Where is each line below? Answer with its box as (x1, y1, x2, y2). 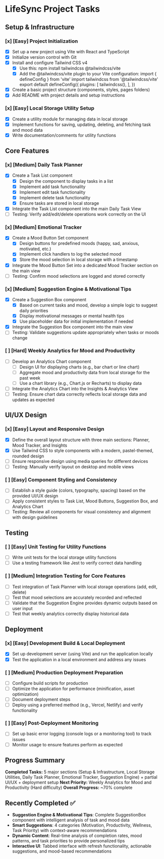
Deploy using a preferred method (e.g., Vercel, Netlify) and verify (12, 702, 143, 708)
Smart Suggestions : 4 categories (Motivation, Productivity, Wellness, (12, 822, 152, 828)
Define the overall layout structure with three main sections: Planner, (12, 437, 150, 443)
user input (12, 605, 33, 611)
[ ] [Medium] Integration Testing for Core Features (5, 573, 126, 579)
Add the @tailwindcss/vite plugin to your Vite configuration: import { (19, 71, 157, 77)
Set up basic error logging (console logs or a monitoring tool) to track (12, 731, 152, 737)
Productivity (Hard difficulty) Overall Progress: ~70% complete (5, 785, 133, 790)
